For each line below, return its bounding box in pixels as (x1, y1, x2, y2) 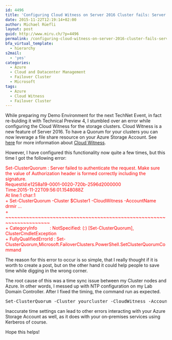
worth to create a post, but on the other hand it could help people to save (5, 262, 160, 269)
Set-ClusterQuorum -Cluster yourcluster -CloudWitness (5, 298, 146, 305)
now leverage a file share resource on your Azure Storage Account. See (5, 134, 157, 140)
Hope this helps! (5, 329, 40, 335)
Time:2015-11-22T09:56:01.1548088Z (5, 187, 84, 193)
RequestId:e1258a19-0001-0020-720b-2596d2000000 (5, 181, 121, 187)
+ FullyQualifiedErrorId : (5, 236, 56, 242)
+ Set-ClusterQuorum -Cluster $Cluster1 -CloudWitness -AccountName (5, 198, 156, 204)
